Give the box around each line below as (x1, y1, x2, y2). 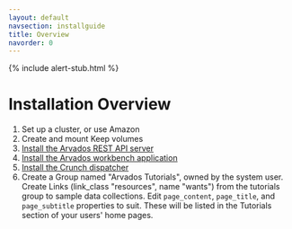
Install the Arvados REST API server (21, 143, 155, 154)
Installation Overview (8, 94, 172, 115)
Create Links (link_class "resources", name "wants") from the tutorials (21, 181, 280, 192)
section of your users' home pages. (21, 210, 154, 221)
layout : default (8, 13, 69, 22)
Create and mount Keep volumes (21, 134, 144, 145)
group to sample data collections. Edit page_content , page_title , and (21, 190, 276, 202)
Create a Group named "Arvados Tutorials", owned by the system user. (21, 172, 284, 182)
